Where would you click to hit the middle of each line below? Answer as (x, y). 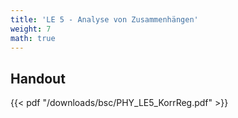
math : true (33, 38)
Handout (38, 78)
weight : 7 (31, 29)
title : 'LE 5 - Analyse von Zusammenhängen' (104, 19)
